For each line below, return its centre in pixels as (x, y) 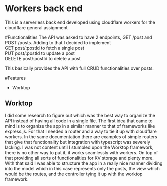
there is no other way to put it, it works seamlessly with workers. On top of (82, 152)
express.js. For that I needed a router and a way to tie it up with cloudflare (81, 131)
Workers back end (44, 9)
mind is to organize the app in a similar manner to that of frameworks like (80, 126)
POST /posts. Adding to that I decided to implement (58, 42)
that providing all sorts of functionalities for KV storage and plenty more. (79, 158)
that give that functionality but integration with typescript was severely (78, 142)
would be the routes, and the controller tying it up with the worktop (74, 174)
